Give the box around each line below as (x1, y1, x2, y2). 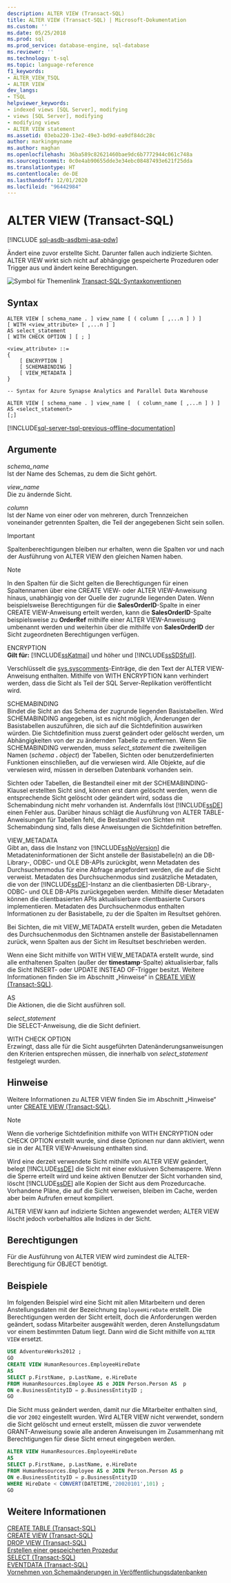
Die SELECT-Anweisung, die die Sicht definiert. (7, 1021, 141, 1029)
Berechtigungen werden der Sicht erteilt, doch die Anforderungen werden (7, 1313, 217, 1321)
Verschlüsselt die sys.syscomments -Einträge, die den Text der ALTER (7, 664, 205, 672)
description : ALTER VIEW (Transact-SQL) (7, 10, 125, 17)
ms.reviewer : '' (7, 49, 54, 56)
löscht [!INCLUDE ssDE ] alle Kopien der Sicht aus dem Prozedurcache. (7, 1179, 206, 1187)
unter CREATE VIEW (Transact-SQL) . (7, 1102, 112, 1111)
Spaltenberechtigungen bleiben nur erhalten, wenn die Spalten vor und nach (7, 545, 225, 553)
